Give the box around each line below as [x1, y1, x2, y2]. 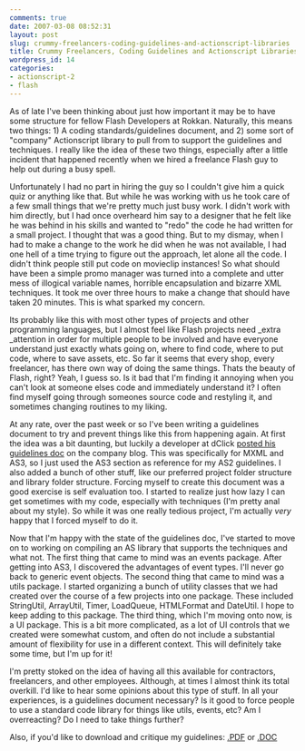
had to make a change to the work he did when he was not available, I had [9, 239, 287, 249]
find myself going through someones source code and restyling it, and [9, 391, 272, 402]
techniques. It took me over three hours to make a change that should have [9, 287, 290, 297]
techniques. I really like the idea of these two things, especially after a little [9, 144, 289, 155]
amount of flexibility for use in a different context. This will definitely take [9, 639, 281, 649]
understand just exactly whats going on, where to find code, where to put [9, 343, 284, 354]
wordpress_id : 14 [9, 55, 75, 64]
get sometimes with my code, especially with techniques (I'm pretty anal [9, 495, 280, 506]
